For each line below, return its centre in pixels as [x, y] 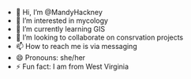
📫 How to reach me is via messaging [76, 46]
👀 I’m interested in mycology [62, 21]
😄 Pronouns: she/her [50, 58]
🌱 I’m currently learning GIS [60, 29]
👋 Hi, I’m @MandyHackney [59, 12]
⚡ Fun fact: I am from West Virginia [72, 66]
